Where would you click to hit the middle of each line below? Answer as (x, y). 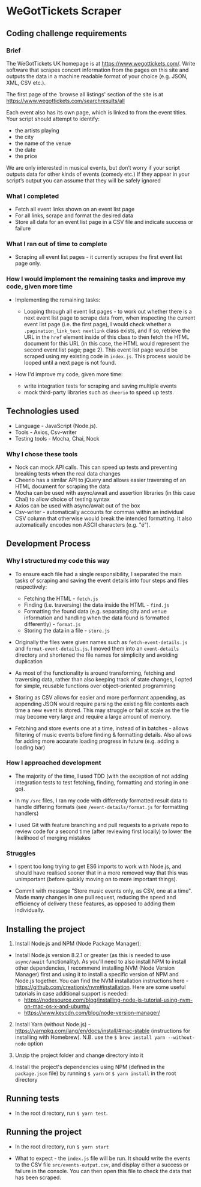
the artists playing (37, 130)
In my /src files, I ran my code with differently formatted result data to (101, 800)
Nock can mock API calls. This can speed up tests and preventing (96, 467)
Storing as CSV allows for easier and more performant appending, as (100, 697)
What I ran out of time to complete (57, 244)
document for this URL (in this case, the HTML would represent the (107, 343)
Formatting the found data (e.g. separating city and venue (95, 611)
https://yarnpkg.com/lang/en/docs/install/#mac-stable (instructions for (103, 1030)
